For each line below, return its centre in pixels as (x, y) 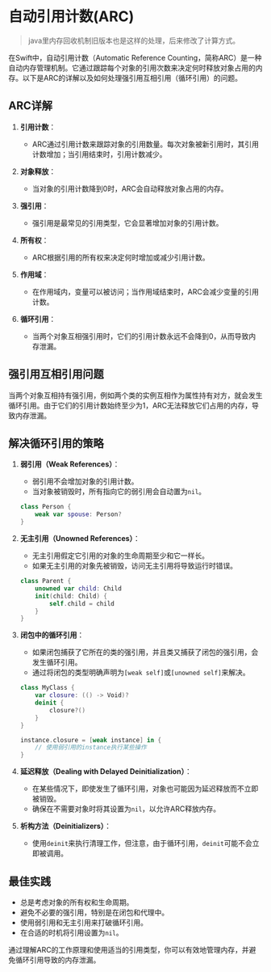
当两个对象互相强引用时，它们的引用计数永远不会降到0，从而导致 (140, 336)
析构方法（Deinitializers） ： (65, 826)
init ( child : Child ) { (71, 596)
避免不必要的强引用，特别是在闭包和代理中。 (94, 912)
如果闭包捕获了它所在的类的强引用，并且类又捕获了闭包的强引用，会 (145, 653)
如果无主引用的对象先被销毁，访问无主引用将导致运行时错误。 (135, 566)
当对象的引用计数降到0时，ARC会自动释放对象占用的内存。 (130, 188)
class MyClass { (47, 688)
